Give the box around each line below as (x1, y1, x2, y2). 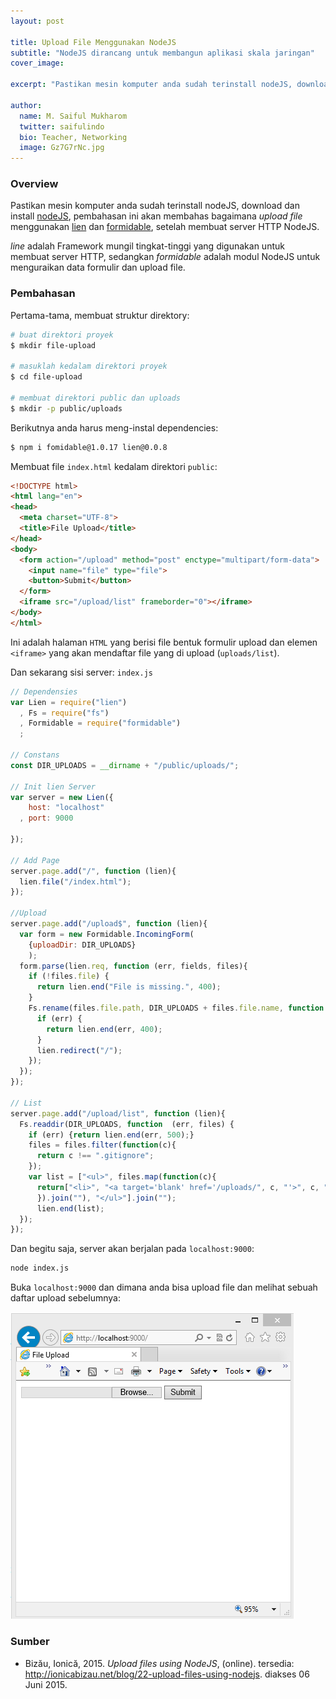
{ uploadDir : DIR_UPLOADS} (28, 940, 137, 950)
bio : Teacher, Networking (19, 132, 128, 142)
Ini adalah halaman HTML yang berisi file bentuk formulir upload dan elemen (10, 636, 318, 648)
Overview (10, 177, 59, 191)
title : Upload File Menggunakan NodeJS (10, 37, 177, 47)
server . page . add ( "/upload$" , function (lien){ (10, 919, 208, 929)
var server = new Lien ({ (10, 792, 114, 802)
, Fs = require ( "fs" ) (19, 708, 110, 718)
